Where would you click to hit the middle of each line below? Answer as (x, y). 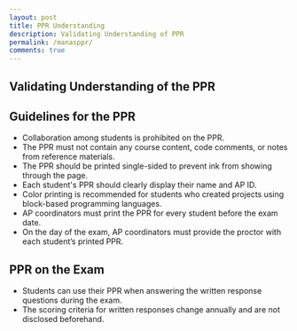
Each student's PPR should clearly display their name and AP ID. (139, 185)
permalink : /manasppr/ (51, 42)
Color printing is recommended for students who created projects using (153, 194)
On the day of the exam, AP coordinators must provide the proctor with (152, 232)
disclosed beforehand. (63, 319)
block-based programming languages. (92, 204)
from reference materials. (68, 157)
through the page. (55, 176)
